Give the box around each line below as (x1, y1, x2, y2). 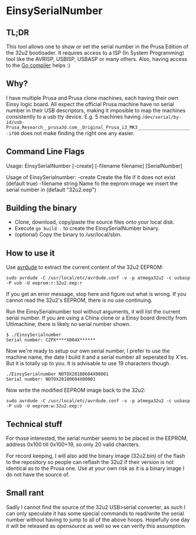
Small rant (6, 488, 44, 498)
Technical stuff (6, 419, 63, 429)
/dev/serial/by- (141, 114, 182, 120)
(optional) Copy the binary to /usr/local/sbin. (14, 231, 122, 238)
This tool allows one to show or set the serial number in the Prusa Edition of (6, 43, 189, 50)
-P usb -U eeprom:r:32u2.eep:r (6, 280, 83, 286)
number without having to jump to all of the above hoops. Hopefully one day (6, 516, 190, 523)
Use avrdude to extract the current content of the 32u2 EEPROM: (6, 264, 164, 271)
